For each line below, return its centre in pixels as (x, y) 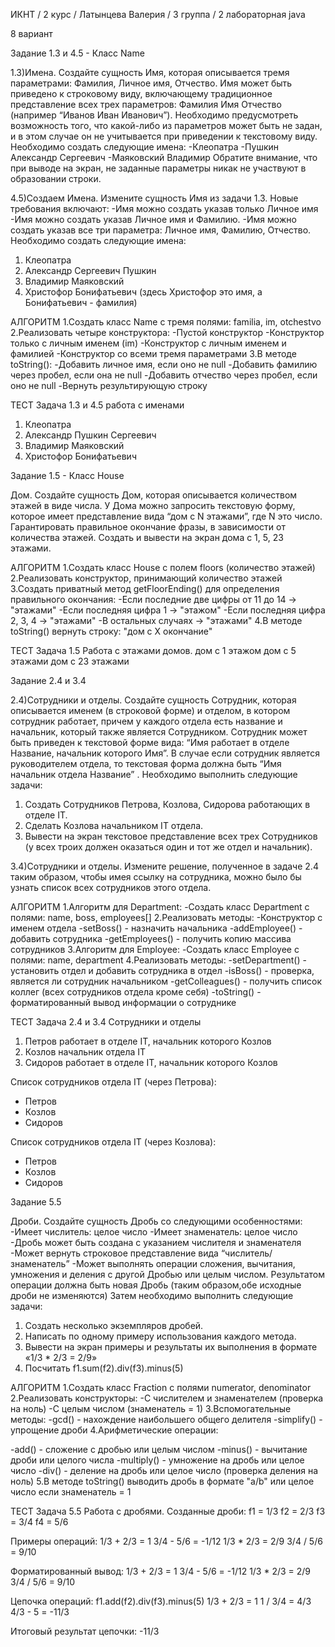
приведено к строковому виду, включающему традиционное (141, 93)
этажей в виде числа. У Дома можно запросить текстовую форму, (153, 505)
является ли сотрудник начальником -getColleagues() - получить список (166, 981)
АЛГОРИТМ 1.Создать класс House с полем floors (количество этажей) (163, 567)
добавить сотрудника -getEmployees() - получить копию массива (151, 938)
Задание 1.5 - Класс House (67, 475)
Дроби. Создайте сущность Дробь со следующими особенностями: (156, 1221)
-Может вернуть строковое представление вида (114, 1253)
